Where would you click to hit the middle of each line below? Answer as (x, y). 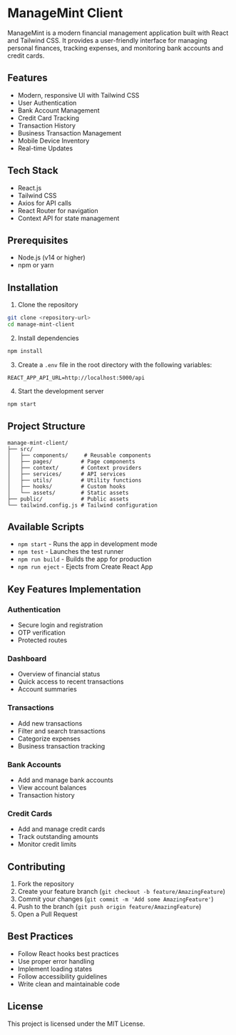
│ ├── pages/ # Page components (71, 461)
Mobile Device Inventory (53, 140)
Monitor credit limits (47, 844)
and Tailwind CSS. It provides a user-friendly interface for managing (107, 40)
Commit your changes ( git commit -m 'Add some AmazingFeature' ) (116, 899)
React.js (30, 187)
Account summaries (47, 689)
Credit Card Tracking (48, 118)
